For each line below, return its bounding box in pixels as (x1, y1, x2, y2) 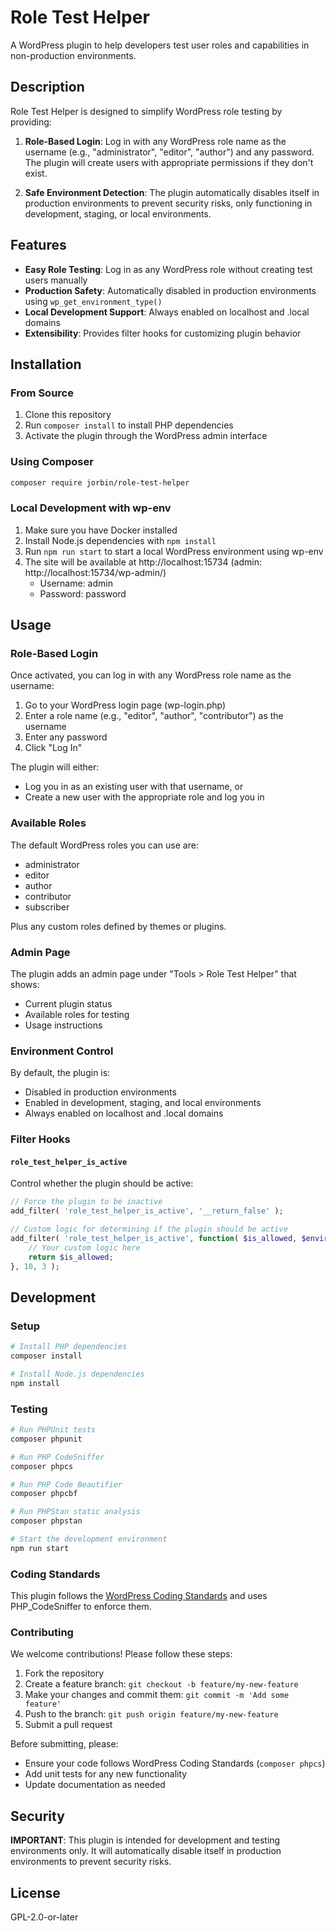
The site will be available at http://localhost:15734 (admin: (24, 556, 262, 568)
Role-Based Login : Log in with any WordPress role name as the (24, 135, 287, 147)
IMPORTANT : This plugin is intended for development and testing (10, 1834, 281, 1846)
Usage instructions (24, 1019, 103, 1031)
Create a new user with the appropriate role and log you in (24, 791, 265, 803)
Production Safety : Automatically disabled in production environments (24, 284, 317, 296)
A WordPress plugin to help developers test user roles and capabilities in (10, 39, 310, 51)
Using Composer (10, 455, 94, 469)
